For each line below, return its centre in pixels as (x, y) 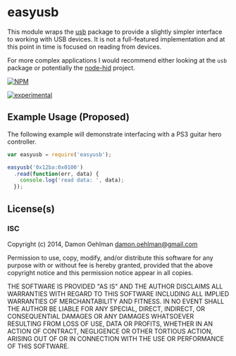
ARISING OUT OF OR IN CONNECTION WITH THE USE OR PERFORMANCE (116, 338)
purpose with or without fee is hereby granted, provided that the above (110, 265)
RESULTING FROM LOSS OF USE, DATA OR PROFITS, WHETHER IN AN (110, 324)
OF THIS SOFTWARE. (38, 346)
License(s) (31, 209)
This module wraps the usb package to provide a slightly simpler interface (115, 32)
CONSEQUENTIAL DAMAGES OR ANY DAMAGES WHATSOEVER (101, 316)
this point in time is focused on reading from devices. (85, 46)
